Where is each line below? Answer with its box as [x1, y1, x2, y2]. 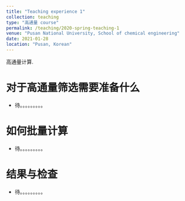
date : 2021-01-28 [6, 36, 49, 42]
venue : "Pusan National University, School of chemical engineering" [6, 31, 180, 36]
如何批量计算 [6, 125, 69, 138]
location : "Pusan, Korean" [6, 42, 72, 48]
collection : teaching [6, 14, 59, 20]
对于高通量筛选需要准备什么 [6, 81, 140, 95]
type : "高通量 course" [6, 19, 59, 25]
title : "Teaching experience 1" [6, 8, 85, 15]
